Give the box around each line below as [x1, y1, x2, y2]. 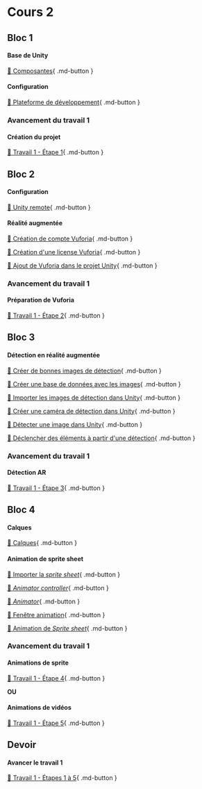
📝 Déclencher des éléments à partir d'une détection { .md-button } [7, 434, 196, 442]
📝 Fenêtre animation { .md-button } [7, 610, 106, 619]
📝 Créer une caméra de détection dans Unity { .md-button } [7, 407, 176, 415]
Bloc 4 [7, 504, 35, 516]
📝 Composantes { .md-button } [7, 67, 94, 75]
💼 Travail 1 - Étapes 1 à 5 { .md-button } [7, 774, 118, 782]
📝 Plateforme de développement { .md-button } [7, 98, 140, 106]
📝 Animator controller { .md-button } [7, 583, 109, 592]
